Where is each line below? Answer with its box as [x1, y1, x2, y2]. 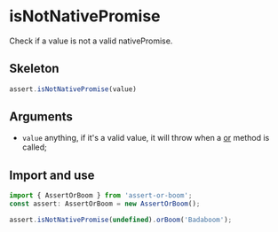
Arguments [9, 109, 74, 125]
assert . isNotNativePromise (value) [9, 84, 138, 94]
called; [21, 142, 47, 152]
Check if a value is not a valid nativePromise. [9, 35, 173, 46]
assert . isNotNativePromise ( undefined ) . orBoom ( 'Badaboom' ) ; [9, 215, 233, 224]
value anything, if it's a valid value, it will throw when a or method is [21, 133, 270, 143]
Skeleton [9, 61, 60, 76]
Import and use [9, 167, 95, 182]
